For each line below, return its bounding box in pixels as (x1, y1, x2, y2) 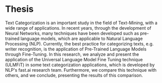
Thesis (5, 3, 34, 15)
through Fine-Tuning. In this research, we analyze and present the (5, 51, 139, 57)
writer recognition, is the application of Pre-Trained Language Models (5, 46, 147, 52)
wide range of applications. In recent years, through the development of (5, 25, 152, 31)
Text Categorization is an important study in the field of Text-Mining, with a (5, 20, 158, 26)
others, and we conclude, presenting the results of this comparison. (5, 72, 143, 78)
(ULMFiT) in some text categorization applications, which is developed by (5, 62, 155, 68)
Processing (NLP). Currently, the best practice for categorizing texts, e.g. (5, 41, 154, 46)
